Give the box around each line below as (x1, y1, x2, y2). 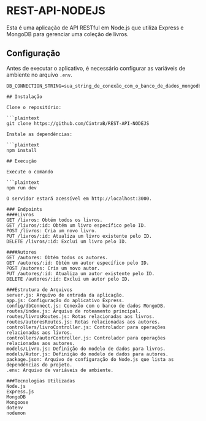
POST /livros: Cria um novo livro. (6, 227, 97, 233)
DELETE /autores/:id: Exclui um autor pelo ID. (6, 276, 131, 282)
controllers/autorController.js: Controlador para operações (6, 335, 166, 341)
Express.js (6, 389, 34, 395)
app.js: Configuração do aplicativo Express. (6, 297, 124, 303)
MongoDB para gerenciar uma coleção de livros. (6, 30, 129, 37)
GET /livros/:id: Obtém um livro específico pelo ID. (6, 222, 147, 229)
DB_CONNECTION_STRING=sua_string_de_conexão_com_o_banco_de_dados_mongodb (6, 83, 202, 89)
